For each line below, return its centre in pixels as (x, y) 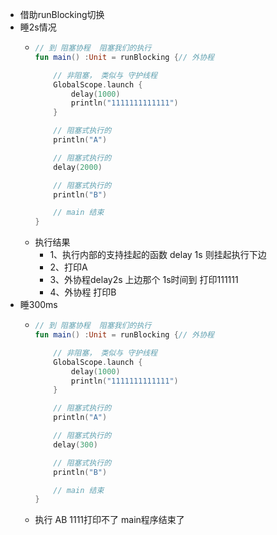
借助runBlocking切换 (62, 14)
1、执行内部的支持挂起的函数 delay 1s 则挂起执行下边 (158, 255)
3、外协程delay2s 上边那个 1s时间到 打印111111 (144, 280)
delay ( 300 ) (75, 444)
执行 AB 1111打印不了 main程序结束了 (109, 520)
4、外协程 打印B (83, 292)
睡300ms (38, 305)
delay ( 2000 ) (78, 167)
